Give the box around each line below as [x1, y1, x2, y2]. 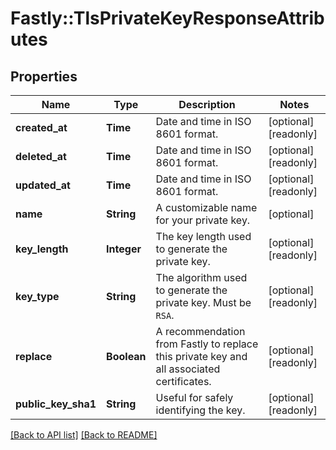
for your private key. [155, 213, 251, 227]
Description [178, 98, 236, 111]
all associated [155, 362, 221, 376]
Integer [106, 242, 142, 256]
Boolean [106, 350, 147, 363]
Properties [10, 68, 78, 85]
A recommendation [155, 325, 246, 338]
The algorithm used [155, 271, 248, 284]
